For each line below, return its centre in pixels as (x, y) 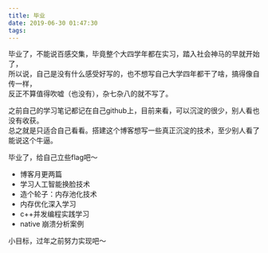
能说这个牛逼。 (33, 141)
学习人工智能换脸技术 (55, 185)
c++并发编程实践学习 (55, 214)
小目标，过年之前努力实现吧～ (57, 241)
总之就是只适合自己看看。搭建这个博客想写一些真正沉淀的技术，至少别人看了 (134, 130)
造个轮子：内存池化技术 (58, 194)
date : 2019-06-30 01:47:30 (53, 23)
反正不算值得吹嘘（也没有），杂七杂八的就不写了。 (91, 94)
